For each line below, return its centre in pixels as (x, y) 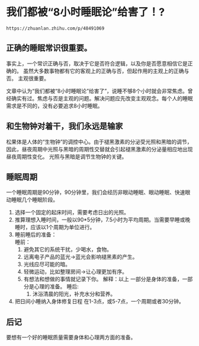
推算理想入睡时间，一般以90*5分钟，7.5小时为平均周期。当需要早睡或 (100, 220)
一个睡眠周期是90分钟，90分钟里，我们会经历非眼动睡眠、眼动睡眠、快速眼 (98, 192)
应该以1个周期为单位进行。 (63, 227)
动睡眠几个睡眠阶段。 (32, 200)
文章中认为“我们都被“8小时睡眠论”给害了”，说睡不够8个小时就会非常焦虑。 (97, 91)
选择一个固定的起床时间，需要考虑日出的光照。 (72, 212)
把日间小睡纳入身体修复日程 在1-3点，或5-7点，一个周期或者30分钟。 (99, 301)
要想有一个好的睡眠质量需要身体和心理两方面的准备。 (71, 337)
